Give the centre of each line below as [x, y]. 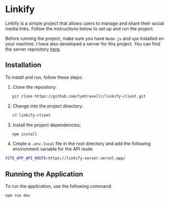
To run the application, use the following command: [59, 186]
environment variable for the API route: [53, 149]
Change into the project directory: [48, 106]
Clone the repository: [35, 87]
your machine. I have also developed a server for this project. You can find [83, 43]
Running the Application [44, 174]
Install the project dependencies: [47, 125]
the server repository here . [33, 49]
